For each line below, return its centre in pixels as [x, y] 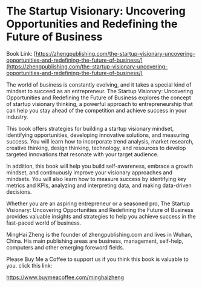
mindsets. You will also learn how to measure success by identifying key [96, 179]
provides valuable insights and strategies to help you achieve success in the [101, 216]
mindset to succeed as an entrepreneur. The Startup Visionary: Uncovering [100, 91]
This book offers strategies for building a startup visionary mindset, [90, 128]
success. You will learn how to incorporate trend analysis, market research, [100, 141]
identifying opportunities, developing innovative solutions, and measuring [98, 135]
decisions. [19, 191]
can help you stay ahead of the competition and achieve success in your [96, 110]
